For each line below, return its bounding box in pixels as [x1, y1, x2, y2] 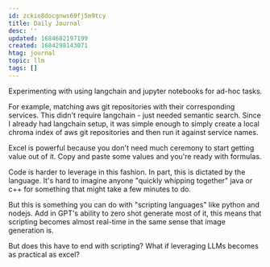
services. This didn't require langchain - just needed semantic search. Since [8, 110, 262, 120]
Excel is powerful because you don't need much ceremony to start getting [8, 142, 255, 153]
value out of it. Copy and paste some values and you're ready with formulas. [8, 151, 262, 161]
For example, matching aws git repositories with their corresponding [8, 101, 235, 111]
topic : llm [8, 57, 45, 65]
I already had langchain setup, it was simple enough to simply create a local [8, 118, 260, 129]
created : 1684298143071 [8, 42, 89, 50]
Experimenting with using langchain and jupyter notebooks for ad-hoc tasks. [8, 86, 263, 96]
